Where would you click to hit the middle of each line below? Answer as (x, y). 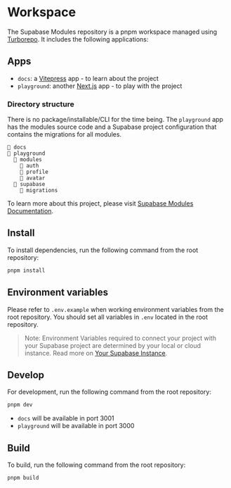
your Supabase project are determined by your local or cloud (113, 345)
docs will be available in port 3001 (66, 418)
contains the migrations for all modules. (64, 134)
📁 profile (34, 172)
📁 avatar (33, 178)
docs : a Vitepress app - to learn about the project (88, 78)
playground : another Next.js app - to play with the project (100, 86)
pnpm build (23, 478)
